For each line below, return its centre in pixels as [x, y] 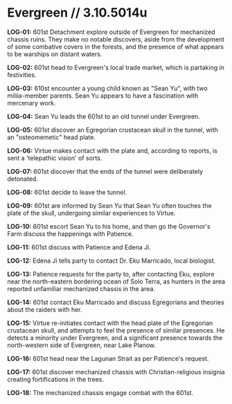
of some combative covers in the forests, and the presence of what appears [115, 46]
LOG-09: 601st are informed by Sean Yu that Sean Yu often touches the [110, 205]
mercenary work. [32, 103]
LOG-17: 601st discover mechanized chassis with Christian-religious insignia [116, 371]
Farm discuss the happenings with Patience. [70, 234]
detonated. [23, 179]
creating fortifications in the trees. [56, 379]
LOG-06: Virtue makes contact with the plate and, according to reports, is [113, 150]
